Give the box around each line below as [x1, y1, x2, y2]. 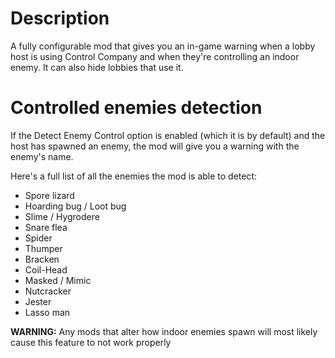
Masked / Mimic [24, 274, 92, 286]
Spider [24, 232, 53, 244]
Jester [24, 295, 52, 307]
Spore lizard [24, 189, 75, 201]
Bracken [24, 253, 60, 265]
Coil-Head [24, 263, 68, 276]
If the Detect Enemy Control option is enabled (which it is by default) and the [10, 129, 326, 141]
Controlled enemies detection [10, 97, 263, 119]
